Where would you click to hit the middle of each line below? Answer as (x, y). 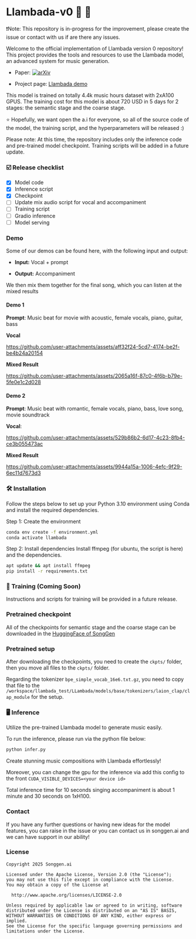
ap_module (18, 697)
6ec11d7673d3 (23, 473)
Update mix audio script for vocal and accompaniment (80, 202)
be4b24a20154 (24, 353)
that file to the (23, 685)
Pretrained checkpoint (39, 614)
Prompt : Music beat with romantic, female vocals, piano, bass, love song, (95, 409)
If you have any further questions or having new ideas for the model (88, 824)
